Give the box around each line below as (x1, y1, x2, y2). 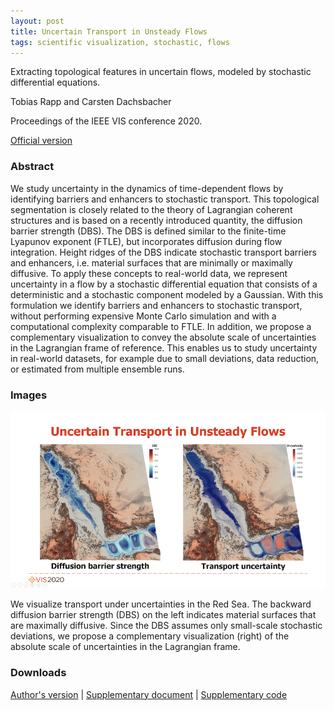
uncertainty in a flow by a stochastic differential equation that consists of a (10, 278, 318, 290)
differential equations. (10, 76, 101, 89)
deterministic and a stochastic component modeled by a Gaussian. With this (10, 288, 324, 300)
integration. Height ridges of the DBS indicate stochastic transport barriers (10, 246, 317, 258)
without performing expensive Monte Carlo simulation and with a (10, 310, 277, 322)
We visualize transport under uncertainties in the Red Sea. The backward (10, 598, 312, 610)
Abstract (10, 160, 55, 174)
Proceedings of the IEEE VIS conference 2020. (10, 115, 203, 127)
